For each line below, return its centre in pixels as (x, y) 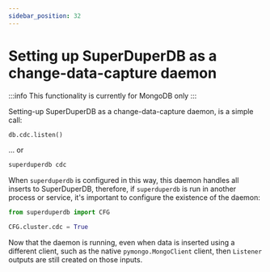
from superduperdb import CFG (59, 212)
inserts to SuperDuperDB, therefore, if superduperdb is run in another (122, 189)
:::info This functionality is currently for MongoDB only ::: (103, 96)
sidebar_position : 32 (45, 16)
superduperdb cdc (38, 165)
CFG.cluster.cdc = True (49, 227)
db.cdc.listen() (36, 134)
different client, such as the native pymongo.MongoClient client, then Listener (135, 251)
